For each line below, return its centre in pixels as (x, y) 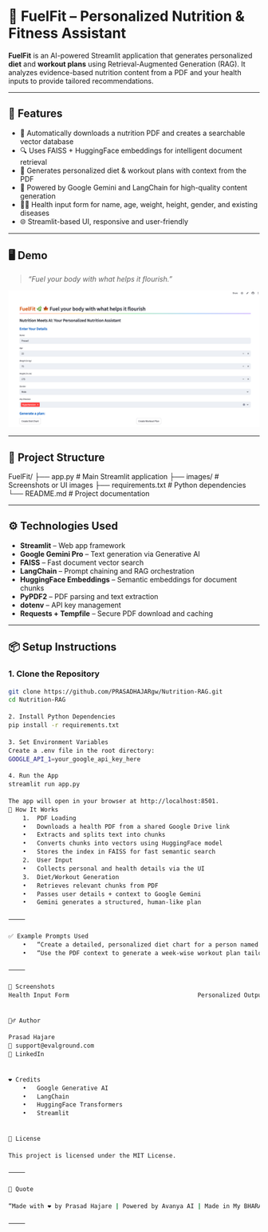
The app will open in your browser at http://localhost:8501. (114, 801)
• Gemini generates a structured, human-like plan (112, 902)
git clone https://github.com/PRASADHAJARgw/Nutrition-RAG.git (116, 691)
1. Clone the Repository (54, 674)
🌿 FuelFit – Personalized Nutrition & (126, 16)
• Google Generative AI (66, 1088)
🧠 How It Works (33, 810)
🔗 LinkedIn (26, 1054)
